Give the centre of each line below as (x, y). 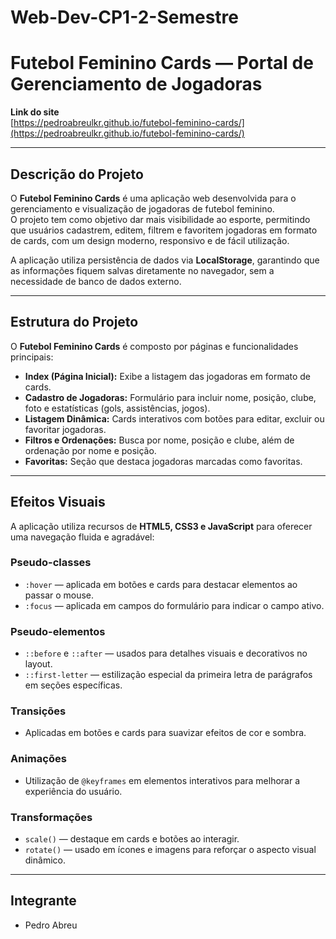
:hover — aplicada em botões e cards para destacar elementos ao (161, 584)
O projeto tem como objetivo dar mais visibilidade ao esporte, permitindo (160, 219)
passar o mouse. (59, 595)
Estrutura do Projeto (74, 322)
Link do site (35, 112)
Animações (38, 759)
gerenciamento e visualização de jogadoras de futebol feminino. (142, 208)
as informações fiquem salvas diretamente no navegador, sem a (142, 270)
